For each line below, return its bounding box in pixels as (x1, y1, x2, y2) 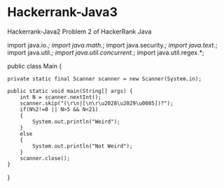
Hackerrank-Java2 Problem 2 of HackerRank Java (7, 27, 152, 36)
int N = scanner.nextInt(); (20, 94, 101, 101)
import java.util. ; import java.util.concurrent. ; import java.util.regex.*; (7, 48, 204, 57)
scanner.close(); (20, 154, 71, 161)
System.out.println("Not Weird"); (32, 143, 133, 150)
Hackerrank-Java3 (7, 4, 118, 20)
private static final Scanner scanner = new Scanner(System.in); (7, 75, 202, 82)
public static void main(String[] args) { (7, 87, 133, 94)
